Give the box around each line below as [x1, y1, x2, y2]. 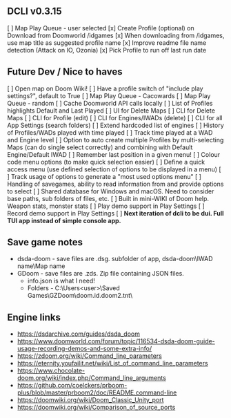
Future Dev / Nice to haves [7, 66, 123, 78]
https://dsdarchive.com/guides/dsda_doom [17, 330, 140, 338]
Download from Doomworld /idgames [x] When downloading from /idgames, [7, 31, 225, 39]
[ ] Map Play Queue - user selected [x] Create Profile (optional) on [7, 23, 194, 32]
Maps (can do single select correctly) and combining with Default [7, 143, 193, 151]
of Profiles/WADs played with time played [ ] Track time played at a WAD [7, 128, 213, 137]
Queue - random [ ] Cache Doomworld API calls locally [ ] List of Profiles [7, 99, 213, 107]
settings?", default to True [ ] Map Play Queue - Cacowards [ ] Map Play [7, 91, 211, 99]
